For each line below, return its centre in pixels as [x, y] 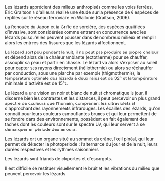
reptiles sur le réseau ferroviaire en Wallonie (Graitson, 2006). [68, 17]
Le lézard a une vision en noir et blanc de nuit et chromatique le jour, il [76, 93]
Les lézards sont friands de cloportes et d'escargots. [59, 159]
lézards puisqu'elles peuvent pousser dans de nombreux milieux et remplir [81, 37]
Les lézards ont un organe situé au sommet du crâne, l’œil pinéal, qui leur [80, 139]
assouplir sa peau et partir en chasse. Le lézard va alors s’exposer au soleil [81, 63]
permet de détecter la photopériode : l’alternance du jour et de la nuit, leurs [81, 144]
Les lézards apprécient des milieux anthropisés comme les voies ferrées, [79, 7]
